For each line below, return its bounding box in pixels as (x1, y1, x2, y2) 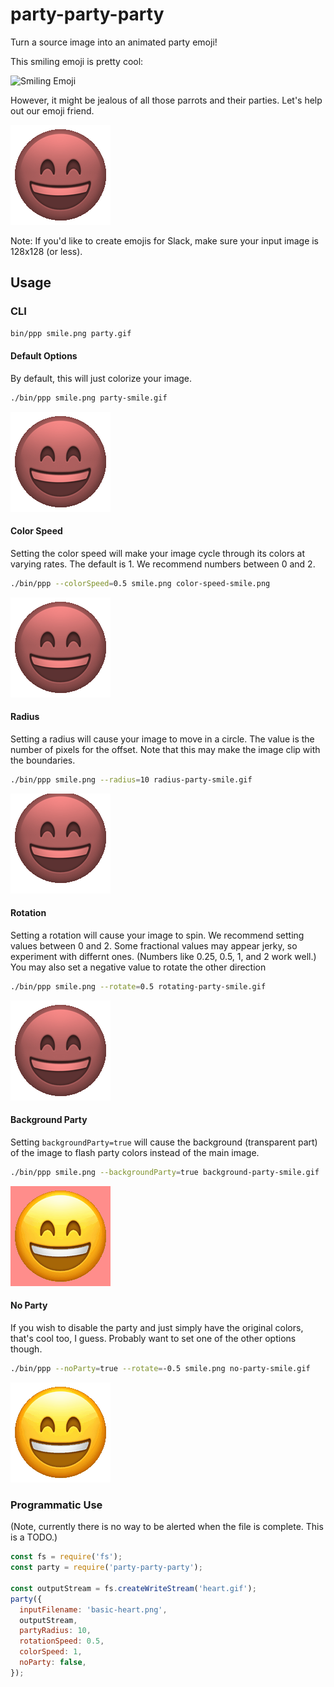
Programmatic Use (10, 1498, 103, 1512)
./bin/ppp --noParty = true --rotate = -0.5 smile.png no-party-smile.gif (10, 1364, 311, 1374)
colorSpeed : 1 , (19, 1647, 83, 1657)
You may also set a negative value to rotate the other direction (10, 961, 267, 973)
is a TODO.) (10, 1531, 58, 1543)
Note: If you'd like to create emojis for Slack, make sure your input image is (10, 234, 320, 247)
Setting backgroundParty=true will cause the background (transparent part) (10, 1136, 318, 1148)
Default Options (10, 350, 78, 362)
